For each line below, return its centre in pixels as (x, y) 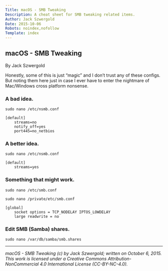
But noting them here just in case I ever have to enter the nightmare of (77, 80)
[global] (14, 208)
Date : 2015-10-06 (23, 24)
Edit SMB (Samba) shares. (37, 229)
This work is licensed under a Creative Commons (56, 259)
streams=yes (26, 167)
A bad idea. (19, 99)
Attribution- (119, 259)
